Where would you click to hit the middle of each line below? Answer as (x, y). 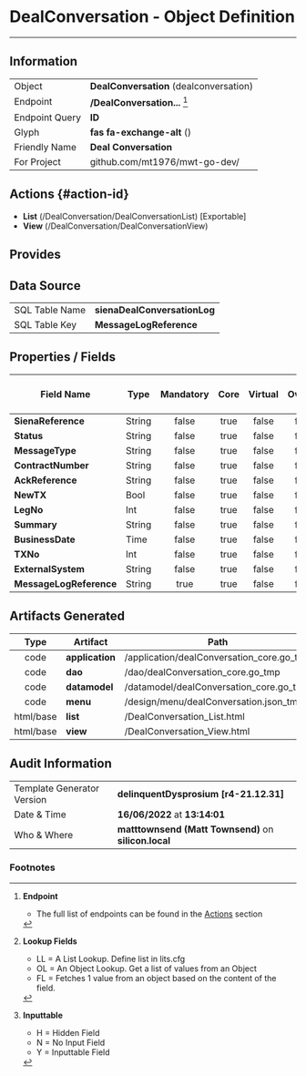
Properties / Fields (63, 357)
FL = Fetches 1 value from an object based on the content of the (156, 978)
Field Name (66, 394)
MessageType (45, 450)
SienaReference (49, 421)
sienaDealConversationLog (155, 310)
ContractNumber (51, 465)
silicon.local (144, 840)
